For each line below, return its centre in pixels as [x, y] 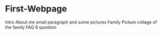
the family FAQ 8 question [31, 27]
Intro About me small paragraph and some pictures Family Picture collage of [81, 22]
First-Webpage [36, 9]
